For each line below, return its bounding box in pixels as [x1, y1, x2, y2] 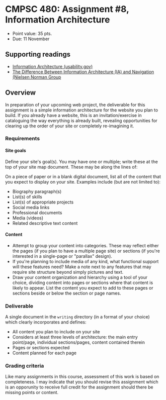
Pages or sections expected [12, 345, 70, 351]
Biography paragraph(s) [12, 188, 62, 195]
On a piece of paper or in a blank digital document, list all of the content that [5, 173, 162, 180]
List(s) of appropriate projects [12, 199, 74, 205]
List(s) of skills [12, 194, 42, 200]
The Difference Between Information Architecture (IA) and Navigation [12, 69, 154, 75]
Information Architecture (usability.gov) [12, 63, 93, 69]
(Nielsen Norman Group [12, 74, 61, 80]
